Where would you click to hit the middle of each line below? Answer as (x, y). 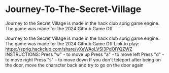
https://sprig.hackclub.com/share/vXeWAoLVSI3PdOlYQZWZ (69, 49)
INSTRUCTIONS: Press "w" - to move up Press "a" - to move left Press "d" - (85, 54)
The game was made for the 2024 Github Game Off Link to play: (72, 43)
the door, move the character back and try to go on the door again (74, 65)
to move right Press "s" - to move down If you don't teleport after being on (83, 59)
